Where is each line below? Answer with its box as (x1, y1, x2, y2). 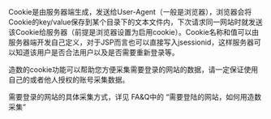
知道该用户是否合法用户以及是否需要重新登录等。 (15, 48, 179, 57)
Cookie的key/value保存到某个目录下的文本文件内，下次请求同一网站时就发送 (8, 17, 264, 27)
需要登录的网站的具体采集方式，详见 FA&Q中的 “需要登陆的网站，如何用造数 (8, 92, 262, 101)
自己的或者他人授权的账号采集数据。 (8, 75, 130, 84)
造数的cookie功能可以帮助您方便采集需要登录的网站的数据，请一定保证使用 (8, 65, 259, 74)
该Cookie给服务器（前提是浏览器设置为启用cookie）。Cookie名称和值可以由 (8, 28, 260, 36)
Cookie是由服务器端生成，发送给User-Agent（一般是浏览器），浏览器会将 (8, 7, 252, 16)
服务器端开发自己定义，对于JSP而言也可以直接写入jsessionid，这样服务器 (8, 37, 254, 47)
